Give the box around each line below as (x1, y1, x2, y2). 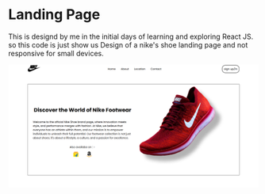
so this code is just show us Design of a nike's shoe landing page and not (8, 40, 248, 49)
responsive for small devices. (8, 48, 105, 58)
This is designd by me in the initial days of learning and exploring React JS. (8, 32, 254, 41)
